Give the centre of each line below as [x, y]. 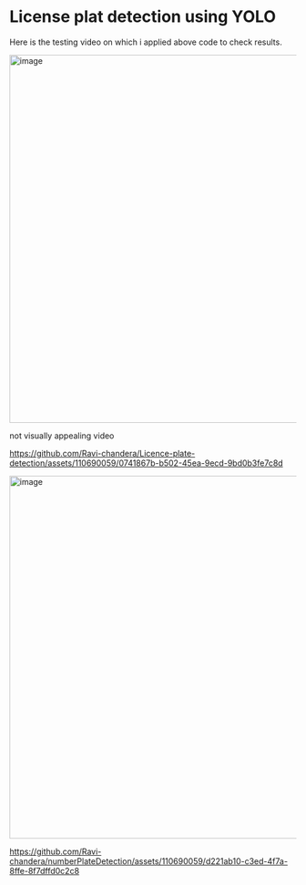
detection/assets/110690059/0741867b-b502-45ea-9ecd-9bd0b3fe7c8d [147, 463]
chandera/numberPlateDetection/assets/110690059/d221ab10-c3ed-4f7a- [149, 861]
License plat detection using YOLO [143, 17]
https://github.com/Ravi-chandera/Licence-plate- [102, 453]
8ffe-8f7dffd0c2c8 [45, 870]
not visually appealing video [62, 436]
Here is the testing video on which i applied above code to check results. [146, 42]
